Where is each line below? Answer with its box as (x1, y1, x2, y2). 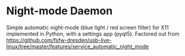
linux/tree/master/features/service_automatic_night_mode (6, 43, 149, 50)
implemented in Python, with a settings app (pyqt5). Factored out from (6, 30, 180, 37)
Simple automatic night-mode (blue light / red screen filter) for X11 (6, 24, 169, 31)
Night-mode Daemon (6, 4, 113, 18)
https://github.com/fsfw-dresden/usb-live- (6, 36, 112, 43)
